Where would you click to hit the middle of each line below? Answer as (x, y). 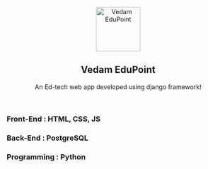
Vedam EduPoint (118, 70)
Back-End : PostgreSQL (48, 138)
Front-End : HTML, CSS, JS (53, 119)
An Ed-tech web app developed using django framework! (118, 87)
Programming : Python (46, 157)
